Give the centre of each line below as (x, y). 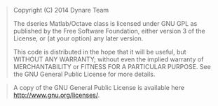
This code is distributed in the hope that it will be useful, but (100, 52)
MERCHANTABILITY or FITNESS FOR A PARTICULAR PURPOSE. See (112, 67)
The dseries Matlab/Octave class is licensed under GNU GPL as (105, 23)
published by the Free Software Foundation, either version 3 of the (109, 31)
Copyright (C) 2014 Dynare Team (61, 10)
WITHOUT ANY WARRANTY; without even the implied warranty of (108, 59)
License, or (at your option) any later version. (78, 38)
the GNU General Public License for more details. (84, 74)
